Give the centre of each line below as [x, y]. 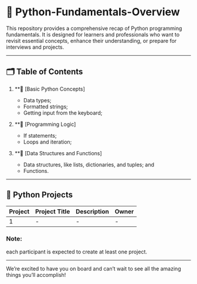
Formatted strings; [46, 106]
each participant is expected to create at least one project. [77, 252]
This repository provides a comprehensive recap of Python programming [94, 28]
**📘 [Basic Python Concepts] [50, 89]
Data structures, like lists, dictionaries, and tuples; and [89, 165]
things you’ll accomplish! [36, 275]
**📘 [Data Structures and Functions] [58, 153]
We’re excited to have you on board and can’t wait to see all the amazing [94, 268]
